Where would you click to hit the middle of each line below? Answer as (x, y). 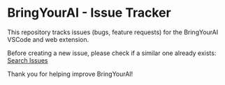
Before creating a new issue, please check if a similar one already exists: (112, 53)
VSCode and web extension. (48, 39)
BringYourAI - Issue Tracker (89, 13)
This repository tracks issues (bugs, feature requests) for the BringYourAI (113, 32)
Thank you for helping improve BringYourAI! (70, 74)
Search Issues (28, 60)
